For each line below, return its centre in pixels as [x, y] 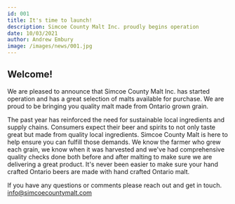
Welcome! [30, 74]
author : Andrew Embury [40, 40]
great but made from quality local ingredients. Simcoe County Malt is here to [117, 134]
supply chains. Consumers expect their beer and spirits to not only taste [112, 127]
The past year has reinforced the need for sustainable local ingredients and [116, 119]
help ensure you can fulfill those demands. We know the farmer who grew [114, 142]
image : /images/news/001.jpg [50, 46]
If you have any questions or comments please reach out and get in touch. [115, 185]
